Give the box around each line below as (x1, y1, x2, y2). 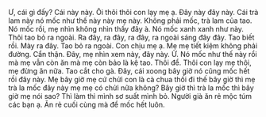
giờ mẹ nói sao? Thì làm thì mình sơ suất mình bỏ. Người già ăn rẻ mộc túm (8, 92, 253, 100)
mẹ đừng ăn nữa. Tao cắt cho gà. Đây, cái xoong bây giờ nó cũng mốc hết (8, 66, 250, 75)
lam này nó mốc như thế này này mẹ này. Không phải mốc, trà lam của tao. (8, 16, 253, 25)
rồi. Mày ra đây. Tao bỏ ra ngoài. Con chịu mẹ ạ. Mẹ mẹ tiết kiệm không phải (8, 41, 258, 51)
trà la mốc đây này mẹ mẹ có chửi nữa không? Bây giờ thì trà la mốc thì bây (8, 83, 254, 92)
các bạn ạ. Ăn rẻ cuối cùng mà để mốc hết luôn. (8, 100, 165, 109)
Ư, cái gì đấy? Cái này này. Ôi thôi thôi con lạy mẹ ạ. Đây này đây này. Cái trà (8, 8, 259, 17)
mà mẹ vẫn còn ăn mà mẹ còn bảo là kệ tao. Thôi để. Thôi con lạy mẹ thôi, (8, 58, 252, 67)
